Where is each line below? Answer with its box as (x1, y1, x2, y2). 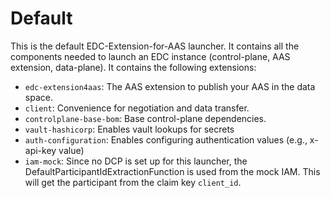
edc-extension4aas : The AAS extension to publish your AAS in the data (24, 80, 316, 92)
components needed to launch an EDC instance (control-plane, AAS (10, 50, 291, 62)
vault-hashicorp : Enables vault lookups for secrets (24, 123, 235, 135)
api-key (24, 144, 57, 156)
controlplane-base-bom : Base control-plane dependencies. (24, 112, 267, 124)
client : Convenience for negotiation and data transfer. (24, 102, 250, 114)
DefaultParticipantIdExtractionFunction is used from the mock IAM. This (24, 165, 321, 177)
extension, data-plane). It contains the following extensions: (10, 61, 257, 73)
